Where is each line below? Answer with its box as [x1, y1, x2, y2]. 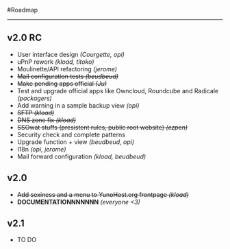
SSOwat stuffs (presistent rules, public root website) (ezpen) [16, 123, 188, 131]
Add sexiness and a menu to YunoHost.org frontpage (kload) [16, 190, 190, 198]
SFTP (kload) [16, 108, 55, 117]
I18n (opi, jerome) [16, 145, 66, 153]
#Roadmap [7, 6, 38, 14]
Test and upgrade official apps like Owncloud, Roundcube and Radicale [16, 86, 219, 95]
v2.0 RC [7, 32, 42, 44]
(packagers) [16, 94, 53, 102]
